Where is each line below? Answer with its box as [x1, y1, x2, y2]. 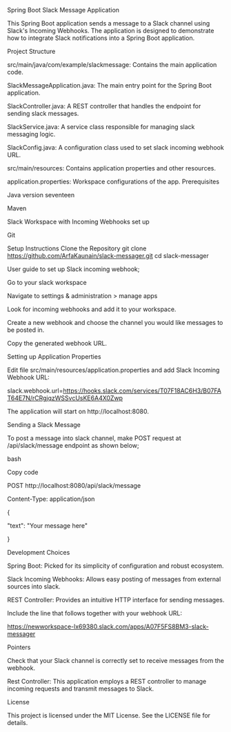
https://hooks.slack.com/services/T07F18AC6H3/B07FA [63, 386, 222, 395]
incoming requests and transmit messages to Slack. [7, 684, 154, 693]
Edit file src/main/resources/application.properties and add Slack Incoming [7, 366, 220, 374]
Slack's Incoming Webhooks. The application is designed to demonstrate [7, 27, 214, 34]
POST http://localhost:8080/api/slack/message [7, 482, 141, 489]
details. [7, 719, 28, 726]
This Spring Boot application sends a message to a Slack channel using [7, 19, 210, 27]
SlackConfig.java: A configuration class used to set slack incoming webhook [7, 144, 224, 151]
